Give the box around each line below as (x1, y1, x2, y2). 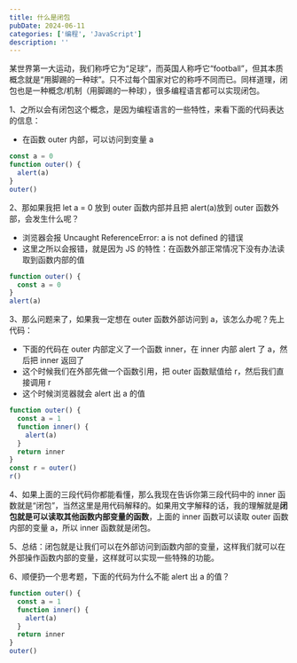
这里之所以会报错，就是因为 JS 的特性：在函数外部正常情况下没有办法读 (21, 243, 285, 254)
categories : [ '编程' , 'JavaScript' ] (9, 29, 142, 38)
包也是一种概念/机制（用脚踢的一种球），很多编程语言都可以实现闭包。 (9, 85, 265, 96)
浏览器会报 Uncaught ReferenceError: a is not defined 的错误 (21, 232, 244, 242)
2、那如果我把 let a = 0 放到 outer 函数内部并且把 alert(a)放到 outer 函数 (9, 201, 272, 213)
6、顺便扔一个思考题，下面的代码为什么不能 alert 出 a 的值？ (9, 572, 231, 581)
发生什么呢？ (32, 213, 80, 224)
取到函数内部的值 (21, 254, 85, 264)
